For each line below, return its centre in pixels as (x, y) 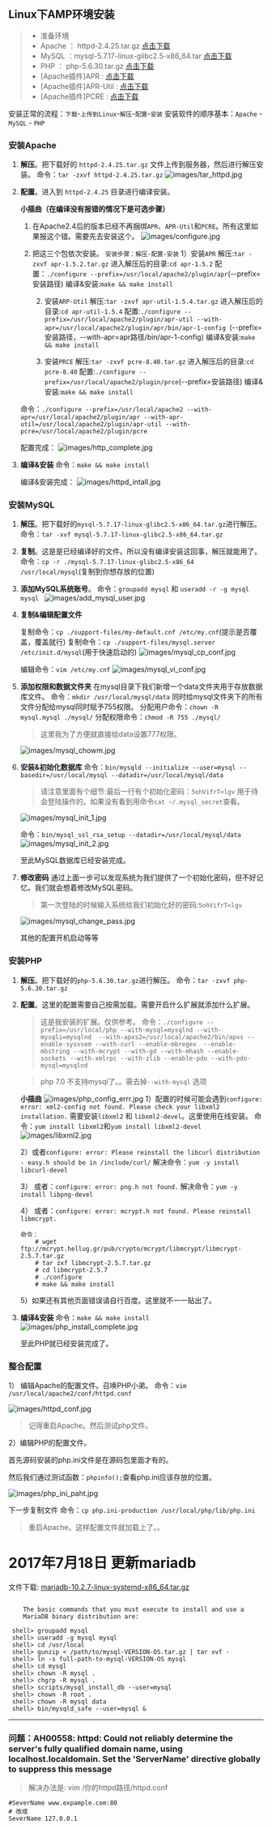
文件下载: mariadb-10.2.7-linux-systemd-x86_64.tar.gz (99, 1587)
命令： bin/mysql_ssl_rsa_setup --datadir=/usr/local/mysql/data (130, 835)
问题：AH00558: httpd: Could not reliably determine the (121, 1738)
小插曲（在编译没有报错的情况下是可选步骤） (95, 209)
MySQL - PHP (27, 122)
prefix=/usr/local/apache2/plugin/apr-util (119, 320)
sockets (53, 1058)
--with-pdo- (231, 1058)
